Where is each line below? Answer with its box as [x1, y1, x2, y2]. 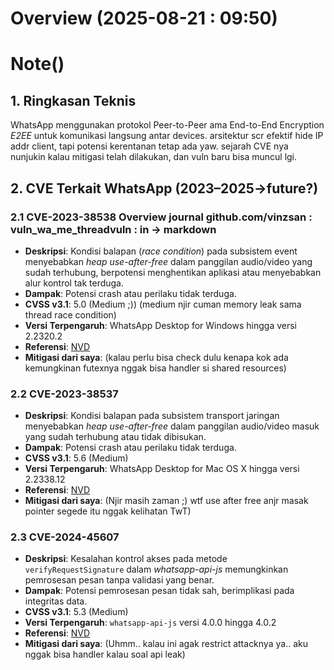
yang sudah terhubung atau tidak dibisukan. [24, 431, 207, 443]
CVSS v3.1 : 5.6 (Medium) [24, 452, 129, 464]
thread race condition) [24, 308, 117, 321]
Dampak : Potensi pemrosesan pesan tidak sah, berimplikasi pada [24, 585, 295, 597]
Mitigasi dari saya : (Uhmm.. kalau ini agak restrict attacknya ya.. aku [24, 638, 308, 650]
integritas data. [24, 595, 88, 607]
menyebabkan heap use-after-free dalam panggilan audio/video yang [24, 255, 313, 267]
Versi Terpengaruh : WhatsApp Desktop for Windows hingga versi [24, 319, 297, 331]
